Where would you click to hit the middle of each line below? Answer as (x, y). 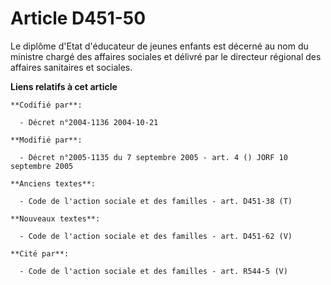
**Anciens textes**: (53, 183)
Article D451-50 (78, 18)
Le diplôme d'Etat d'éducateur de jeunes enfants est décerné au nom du (159, 46)
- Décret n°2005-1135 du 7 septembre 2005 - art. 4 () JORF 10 (153, 157)
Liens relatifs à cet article (64, 86)
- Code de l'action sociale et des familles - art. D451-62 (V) (156, 236)
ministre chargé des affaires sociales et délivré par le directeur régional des (166, 56)
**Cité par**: (40, 253)
